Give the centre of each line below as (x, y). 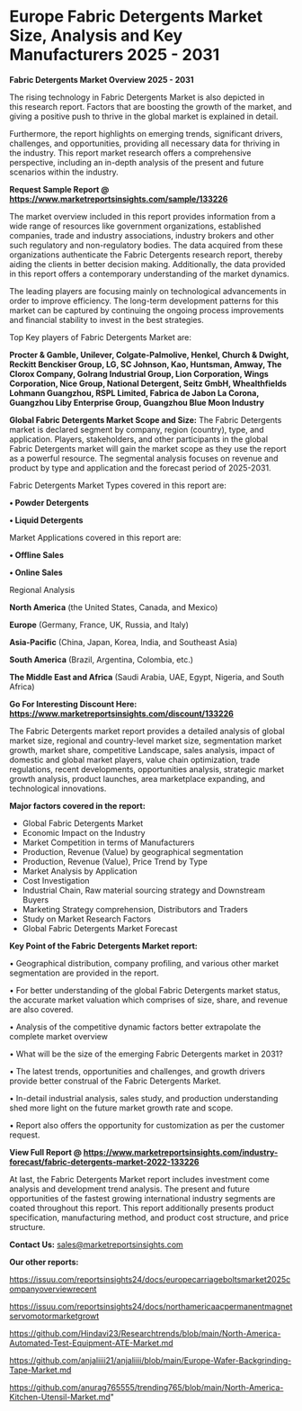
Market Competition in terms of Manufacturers (108, 842)
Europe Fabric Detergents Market (136, 17)
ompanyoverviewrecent (53, 1289)
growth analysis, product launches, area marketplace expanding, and (137, 778)
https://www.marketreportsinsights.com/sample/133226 (119, 199)
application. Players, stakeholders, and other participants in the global (138, 439)
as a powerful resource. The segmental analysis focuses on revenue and (144, 458)
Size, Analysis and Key (96, 36)
